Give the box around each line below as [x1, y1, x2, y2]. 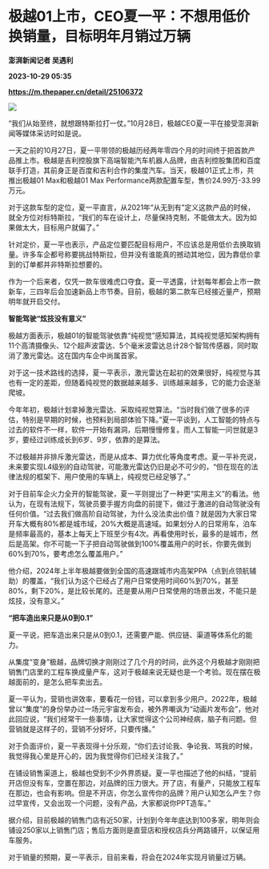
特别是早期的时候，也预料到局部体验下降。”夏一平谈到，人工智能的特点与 [22, 414, 261, 424]
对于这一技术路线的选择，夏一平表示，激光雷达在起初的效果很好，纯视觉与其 [8, 368, 261, 377]
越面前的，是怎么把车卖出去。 [8, 677, 106, 686]
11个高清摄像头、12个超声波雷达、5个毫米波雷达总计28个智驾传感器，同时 [8, 340, 252, 350]
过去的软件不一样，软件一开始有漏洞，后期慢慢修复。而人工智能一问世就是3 [8, 424, 259, 434]
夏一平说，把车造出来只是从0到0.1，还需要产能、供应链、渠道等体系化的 [8, 630, 246, 639]
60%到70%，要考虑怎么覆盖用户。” [8, 549, 123, 558]
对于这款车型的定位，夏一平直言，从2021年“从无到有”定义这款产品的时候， [8, 202, 255, 212]
